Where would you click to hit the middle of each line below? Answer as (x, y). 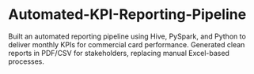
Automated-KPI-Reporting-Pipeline (127, 15)
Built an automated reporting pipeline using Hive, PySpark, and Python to (127, 36)
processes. (27, 61)
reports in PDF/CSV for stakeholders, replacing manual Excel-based (119, 53)
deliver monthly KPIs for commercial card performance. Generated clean (127, 44)
